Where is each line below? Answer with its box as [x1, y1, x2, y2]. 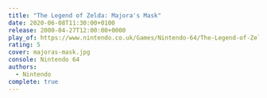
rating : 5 [8, 41, 41, 49]
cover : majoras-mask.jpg [8, 48, 91, 56]
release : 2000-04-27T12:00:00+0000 [8, 26, 126, 34]
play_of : [8, 33, 37, 42]
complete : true [8, 77, 59, 85]
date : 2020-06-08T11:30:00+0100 [8, 19, 115, 27]
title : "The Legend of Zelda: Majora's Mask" [8, 11, 161, 20]
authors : [8, 63, 37, 71]
